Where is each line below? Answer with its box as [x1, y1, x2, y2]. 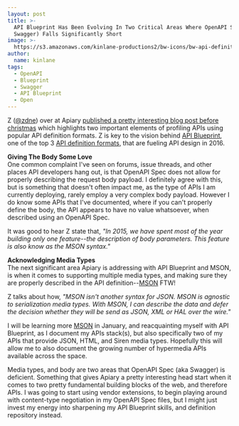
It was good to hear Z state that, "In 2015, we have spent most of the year [7, 227, 223, 235]
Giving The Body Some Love [7, 152, 92, 161]
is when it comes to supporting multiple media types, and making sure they [7, 271, 228, 279]
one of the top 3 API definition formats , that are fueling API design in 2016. [7, 139, 225, 147]
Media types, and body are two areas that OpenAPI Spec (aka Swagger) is [7, 365, 225, 374]
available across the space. [7, 352, 87, 360]
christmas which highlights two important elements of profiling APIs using [7, 124, 223, 132]
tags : [7, 63, 23, 71]
